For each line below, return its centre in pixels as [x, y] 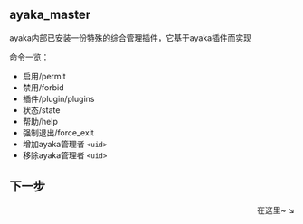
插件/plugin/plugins [58, 98]
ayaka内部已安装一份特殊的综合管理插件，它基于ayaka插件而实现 [130, 37]
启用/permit [44, 76]
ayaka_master [50, 15]
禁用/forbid [43, 87]
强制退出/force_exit [58, 132]
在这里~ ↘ [275, 210]
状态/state [41, 110]
